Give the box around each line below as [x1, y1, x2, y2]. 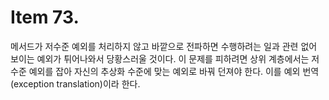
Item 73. [10, 6, 80, 29]
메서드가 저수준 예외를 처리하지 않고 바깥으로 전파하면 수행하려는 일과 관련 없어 [10, 40, 318, 52]
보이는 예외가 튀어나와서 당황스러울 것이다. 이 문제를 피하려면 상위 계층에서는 [10, 52, 310, 65]
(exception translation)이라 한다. [10, 77, 141, 90]
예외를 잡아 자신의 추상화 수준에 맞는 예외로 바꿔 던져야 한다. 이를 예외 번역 [28, 65, 320, 77]
